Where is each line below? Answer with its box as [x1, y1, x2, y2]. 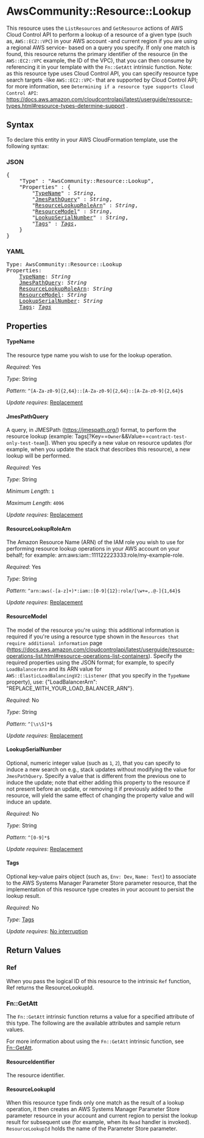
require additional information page [6, 639, 103, 646]
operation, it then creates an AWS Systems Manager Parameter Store [6, 1106, 180, 1113]
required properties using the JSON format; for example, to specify [6, 659, 175, 666]
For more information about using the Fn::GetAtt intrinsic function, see [6, 1037, 185, 1045]
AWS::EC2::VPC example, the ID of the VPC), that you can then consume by [6, 57, 192, 64]
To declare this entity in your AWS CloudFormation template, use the [6, 136, 178, 143]
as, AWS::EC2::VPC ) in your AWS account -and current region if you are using [6, 37, 198, 44]
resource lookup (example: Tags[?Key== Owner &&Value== [6, 433, 149, 440]
